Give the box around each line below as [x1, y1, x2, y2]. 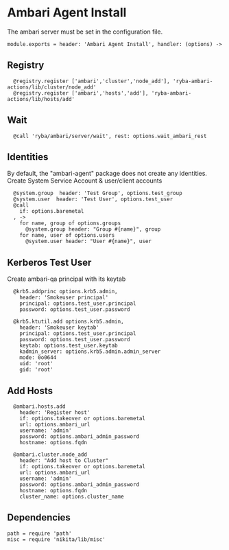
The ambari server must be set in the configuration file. [7, 27, 163, 36]
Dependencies [7, 512, 71, 523]
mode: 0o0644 [19, 354, 57, 361]
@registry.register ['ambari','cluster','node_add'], [13, 78, 170, 84]
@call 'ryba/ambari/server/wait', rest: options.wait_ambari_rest [13, 133, 207, 139]
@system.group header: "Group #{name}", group [25, 226, 161, 233]
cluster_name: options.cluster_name [19, 493, 125, 500]
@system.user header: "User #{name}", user [25, 238, 152, 245]
